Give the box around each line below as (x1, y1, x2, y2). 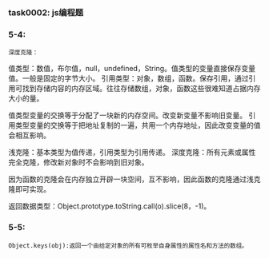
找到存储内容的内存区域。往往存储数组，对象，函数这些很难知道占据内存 (22, 84, 261, 93)
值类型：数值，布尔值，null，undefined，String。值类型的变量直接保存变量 (8, 64, 256, 73)
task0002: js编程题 (8, 6, 84, 18)
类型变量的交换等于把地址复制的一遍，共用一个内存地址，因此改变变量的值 (14, 121, 261, 130)
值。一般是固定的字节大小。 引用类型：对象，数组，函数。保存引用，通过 (8, 73, 249, 83)
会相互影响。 (8, 130, 50, 141)
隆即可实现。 (8, 185, 50, 194)
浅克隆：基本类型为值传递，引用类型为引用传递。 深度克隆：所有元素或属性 (8, 148, 256, 157)
